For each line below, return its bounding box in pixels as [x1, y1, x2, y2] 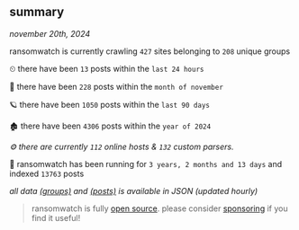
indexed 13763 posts [9, 168, 85, 179]
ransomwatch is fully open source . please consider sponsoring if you [31, 203, 288, 214]
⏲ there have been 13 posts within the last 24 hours [9, 63, 204, 74]
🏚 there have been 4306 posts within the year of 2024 [9, 120, 212, 131]
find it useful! [31, 212, 81, 223]
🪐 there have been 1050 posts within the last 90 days [9, 99, 210, 110]
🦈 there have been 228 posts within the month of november [9, 81, 223, 92]
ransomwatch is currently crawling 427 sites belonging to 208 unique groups [9, 46, 291, 57]
